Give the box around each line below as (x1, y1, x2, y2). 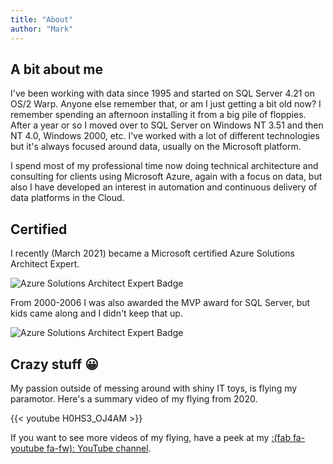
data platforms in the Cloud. (10, 192, 125, 204)
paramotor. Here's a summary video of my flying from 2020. (10, 392, 258, 405)
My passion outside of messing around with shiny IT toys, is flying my (10, 382, 298, 394)
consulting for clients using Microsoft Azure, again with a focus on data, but (10, 171, 323, 183)
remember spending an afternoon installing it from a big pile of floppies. (10, 109, 307, 121)
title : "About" (10, 14, 74, 25)
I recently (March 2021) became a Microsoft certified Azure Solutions (10, 247, 295, 260)
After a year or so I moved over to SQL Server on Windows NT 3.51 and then (10, 119, 324, 131)
